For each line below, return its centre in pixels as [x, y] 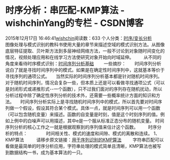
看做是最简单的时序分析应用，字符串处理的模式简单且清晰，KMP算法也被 [81, 146]
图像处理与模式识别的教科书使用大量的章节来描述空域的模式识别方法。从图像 [85, 44]
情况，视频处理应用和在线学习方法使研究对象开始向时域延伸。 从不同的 [83, 57]
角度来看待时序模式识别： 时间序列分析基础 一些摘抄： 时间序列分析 [83, 63]
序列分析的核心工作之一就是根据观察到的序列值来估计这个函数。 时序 [81, 127]
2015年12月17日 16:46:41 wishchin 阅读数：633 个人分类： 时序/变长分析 [79, 38]
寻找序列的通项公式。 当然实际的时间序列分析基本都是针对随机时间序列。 [84, 76]
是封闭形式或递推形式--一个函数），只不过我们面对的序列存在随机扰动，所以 [84, 89]
